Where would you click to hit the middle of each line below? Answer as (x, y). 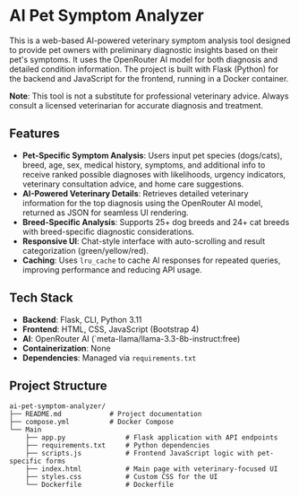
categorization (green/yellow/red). (85, 250)
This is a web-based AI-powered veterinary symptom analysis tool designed (150, 40)
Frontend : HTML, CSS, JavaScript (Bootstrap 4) (111, 329)
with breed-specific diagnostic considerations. (108, 231)
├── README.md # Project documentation (106, 414)
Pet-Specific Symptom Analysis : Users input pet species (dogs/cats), (152, 155)
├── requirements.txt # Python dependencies (118, 446)
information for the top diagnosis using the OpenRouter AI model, (142, 203)
